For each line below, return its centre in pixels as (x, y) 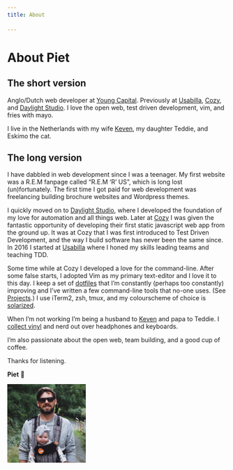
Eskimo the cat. (30, 135)
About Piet (38, 58)
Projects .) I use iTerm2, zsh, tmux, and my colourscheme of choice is (107, 298)
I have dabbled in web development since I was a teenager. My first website (116, 175)
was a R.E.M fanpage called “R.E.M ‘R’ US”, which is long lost (95, 182)
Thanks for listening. (37, 361)
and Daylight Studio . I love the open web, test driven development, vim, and (116, 108)
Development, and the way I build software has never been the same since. (115, 240)
